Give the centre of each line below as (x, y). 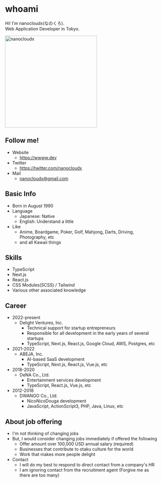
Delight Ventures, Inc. (41, 323)
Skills (13, 257)
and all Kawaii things (40, 242)
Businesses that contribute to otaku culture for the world (76, 449)
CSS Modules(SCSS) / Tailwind (43, 285)
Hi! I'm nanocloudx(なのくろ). (35, 23)
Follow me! (22, 141)
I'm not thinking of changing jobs (45, 433)
